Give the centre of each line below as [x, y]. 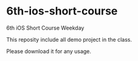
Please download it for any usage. [49, 51]
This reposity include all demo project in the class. [69, 39]
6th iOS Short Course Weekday [45, 28]
